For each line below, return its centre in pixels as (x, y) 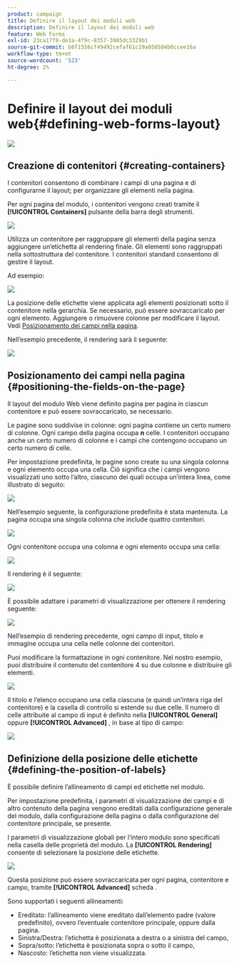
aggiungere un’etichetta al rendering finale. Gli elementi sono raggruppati (115, 246)
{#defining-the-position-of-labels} (87, 770)
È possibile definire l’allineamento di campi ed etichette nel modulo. (106, 787)
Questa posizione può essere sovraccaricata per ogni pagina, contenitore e (118, 880)
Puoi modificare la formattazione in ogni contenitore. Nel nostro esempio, (115, 657)
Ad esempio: (26, 276)
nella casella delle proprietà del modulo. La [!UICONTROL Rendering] (110, 845)
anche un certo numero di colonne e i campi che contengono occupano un (117, 441)
